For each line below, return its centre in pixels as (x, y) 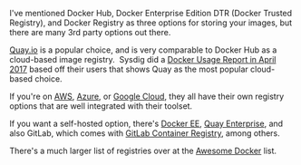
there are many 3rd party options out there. (90, 32)
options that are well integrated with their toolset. (101, 106)
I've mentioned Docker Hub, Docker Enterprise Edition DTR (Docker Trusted (151, 13)
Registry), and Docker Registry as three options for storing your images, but (151, 23)
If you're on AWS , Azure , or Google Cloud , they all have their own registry (147, 96)
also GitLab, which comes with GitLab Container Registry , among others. (145, 133)
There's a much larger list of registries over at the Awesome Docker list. (143, 150)
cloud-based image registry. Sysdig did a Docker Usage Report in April (143, 59)
